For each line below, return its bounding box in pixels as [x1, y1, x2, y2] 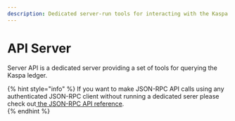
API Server [7, 40, 72, 56]
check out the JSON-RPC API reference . [7, 99, 125, 108]
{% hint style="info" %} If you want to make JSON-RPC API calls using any [7, 85, 224, 93]
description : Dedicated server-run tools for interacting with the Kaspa [7, 10, 229, 17]
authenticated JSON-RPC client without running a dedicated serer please [7, 92, 220, 100]
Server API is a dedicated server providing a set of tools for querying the [7, 64, 218, 72]
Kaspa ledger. [7, 71, 48, 79]
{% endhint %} [7, 106, 51, 115]
